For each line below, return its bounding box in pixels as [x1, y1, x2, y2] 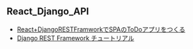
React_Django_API [6, 6, 89, 17]
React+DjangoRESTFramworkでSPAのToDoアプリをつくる [16, 24, 186, 34]
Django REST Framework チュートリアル [16, 34, 135, 42]
